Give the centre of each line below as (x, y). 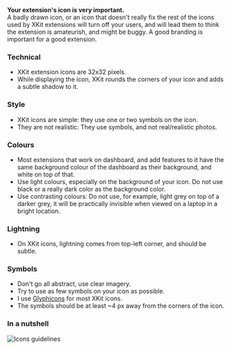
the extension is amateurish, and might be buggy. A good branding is (105, 32)
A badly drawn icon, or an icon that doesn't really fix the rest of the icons (111, 17)
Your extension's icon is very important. (66, 10)
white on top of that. (46, 174)
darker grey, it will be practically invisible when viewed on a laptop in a (117, 203)
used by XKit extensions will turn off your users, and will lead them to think (113, 24)
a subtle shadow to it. (48, 87)
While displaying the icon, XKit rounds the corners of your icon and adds (120, 79)
